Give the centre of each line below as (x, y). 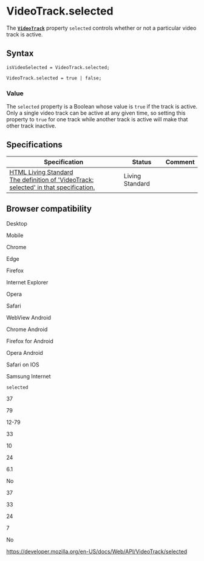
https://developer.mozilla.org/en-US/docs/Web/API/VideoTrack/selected (97, 551)
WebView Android (29, 317)
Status (142, 162)
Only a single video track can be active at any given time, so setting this (96, 113)
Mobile (15, 235)
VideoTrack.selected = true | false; (54, 78)
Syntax (20, 54)
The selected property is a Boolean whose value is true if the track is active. (102, 107)
